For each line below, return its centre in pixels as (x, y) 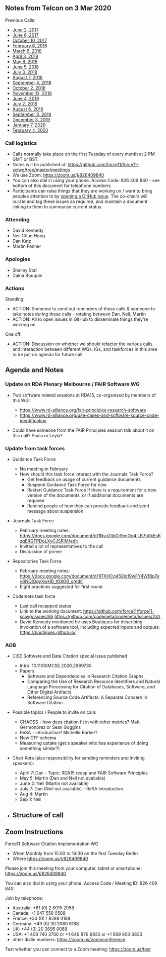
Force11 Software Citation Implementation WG (52, 844)
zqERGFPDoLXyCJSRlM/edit (49, 541)
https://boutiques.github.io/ (48, 632)
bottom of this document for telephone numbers (61, 186)
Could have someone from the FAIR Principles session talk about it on (83, 430)
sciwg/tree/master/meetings (41, 170)
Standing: (15, 299)
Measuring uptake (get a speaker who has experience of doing (84, 743)
